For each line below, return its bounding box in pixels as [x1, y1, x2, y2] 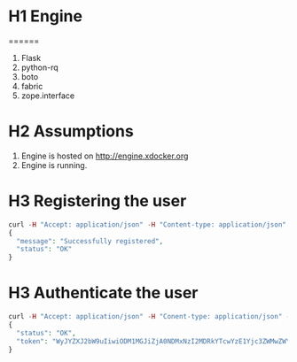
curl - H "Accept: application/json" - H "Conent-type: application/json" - [8, 312, 291, 321]
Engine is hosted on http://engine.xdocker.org [20, 150, 189, 161]
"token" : [16, 336, 49, 346]
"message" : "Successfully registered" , [16, 236, 164, 245]
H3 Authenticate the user [8, 283, 199, 303]
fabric [20, 81, 43, 91]
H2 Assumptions [8, 121, 134, 142]
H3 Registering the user [8, 191, 187, 212]
